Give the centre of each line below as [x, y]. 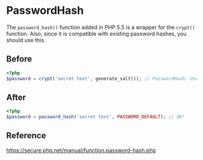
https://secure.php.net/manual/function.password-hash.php [81, 150]
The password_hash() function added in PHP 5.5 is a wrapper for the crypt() [101, 27]
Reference [26, 136]
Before [19, 59]
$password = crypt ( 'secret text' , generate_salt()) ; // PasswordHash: [97, 78]
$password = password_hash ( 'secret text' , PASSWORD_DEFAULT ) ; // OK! [96, 117]
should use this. [26, 40]
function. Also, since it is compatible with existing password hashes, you [96, 33]
